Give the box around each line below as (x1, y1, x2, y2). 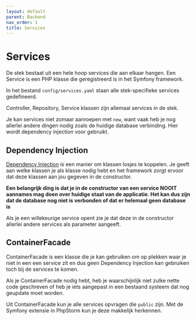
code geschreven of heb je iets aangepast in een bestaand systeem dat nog (6, 283, 190, 290)
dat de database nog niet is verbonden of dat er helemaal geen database (6, 197, 186, 204)
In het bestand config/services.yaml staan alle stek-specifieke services (6, 87, 180, 94)
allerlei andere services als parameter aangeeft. (6, 221, 121, 228)
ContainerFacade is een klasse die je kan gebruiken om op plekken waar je (6, 253, 187, 260)
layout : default (6, 8, 46, 15)
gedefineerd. (6, 93, 37, 100)
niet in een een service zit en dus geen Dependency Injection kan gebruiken (6, 259, 190, 266)
